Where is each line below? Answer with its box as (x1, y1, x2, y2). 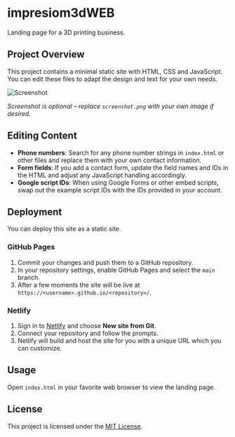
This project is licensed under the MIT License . (7, 422, 143, 430)
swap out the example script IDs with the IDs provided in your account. (17, 185, 222, 194)
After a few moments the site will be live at (17, 280, 140, 289)
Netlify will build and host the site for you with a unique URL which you (17, 336, 222, 345)
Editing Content (7, 130, 77, 142)
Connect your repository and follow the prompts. (17, 329, 159, 337)
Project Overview (7, 48, 85, 60)
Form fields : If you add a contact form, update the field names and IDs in (17, 163, 229, 171)
